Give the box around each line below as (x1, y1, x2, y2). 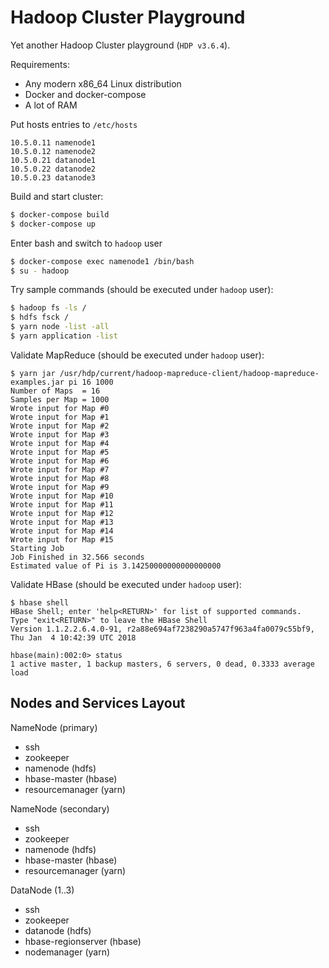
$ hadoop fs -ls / (10, 303, 87, 313)
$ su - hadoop (10, 266, 70, 276)
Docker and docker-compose (24, 88, 147, 100)
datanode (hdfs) (24, 924, 92, 936)
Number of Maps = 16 (10, 386, 101, 396)
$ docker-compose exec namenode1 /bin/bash (10, 256, 195, 266)
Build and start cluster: (10, 190, 104, 202)
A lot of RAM (24, 99, 78, 111)
